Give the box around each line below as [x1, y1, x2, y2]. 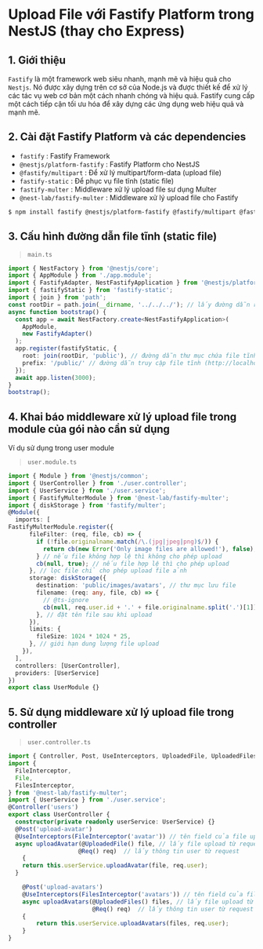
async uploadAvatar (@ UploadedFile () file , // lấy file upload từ [15, 840, 236, 848]
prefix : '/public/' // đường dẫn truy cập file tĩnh [22, 359, 201, 367]
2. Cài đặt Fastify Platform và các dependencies [8, 130, 247, 144]
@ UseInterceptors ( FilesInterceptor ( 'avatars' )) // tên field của [22, 890, 243, 898]
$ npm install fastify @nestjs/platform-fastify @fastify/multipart [8, 208, 236, 216]
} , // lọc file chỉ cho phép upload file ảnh [28, 567, 188, 575]
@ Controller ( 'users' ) [8, 803, 79, 812]
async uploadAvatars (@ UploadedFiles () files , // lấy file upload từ [22, 897, 254, 906]
